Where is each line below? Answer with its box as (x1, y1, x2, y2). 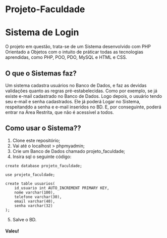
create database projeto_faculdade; (5, 163, 82, 168)
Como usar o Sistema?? (5, 124, 81, 133)
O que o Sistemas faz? (5, 69, 77, 77)
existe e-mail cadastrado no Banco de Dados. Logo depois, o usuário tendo (5, 93, 162, 99)
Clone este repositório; (12, 137, 61, 143)
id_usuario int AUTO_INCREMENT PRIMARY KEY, (14, 185, 109, 190)
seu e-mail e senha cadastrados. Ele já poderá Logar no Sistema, (5, 98, 141, 104)
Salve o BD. (12, 216, 37, 222)
